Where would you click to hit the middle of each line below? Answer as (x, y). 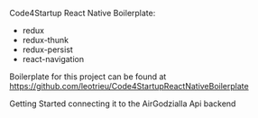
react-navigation (53, 59)
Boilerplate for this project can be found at (88, 77)
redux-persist (48, 50)
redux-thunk (46, 40)
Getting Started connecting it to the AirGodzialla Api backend (123, 104)
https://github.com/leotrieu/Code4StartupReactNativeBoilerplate (129, 86)
